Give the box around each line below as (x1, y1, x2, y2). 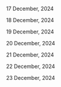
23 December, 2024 (6, 74, 55, 81)
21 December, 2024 (6, 51, 54, 58)
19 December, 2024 (6, 28, 54, 35)
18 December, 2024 (6, 17, 54, 23)
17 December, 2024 (6, 5, 54, 12)
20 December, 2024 (6, 40, 55, 46)
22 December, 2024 (6, 63, 55, 70)
